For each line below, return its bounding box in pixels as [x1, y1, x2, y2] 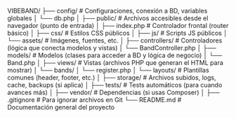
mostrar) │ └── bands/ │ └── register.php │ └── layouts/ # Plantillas [7, 66, 209, 74]
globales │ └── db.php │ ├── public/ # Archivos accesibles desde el [7, 14, 209, 22]
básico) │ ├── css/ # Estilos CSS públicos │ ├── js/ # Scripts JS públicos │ [7, 29, 228, 37]
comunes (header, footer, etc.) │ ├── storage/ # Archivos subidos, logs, [7, 73, 216, 82]
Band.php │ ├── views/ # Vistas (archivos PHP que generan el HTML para [7, 59, 223, 66]
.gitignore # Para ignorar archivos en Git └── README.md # [7, 96, 182, 104]
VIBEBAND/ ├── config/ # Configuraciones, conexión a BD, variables [7, 7, 208, 15]
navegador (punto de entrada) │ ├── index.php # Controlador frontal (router [7, 22, 229, 29]
